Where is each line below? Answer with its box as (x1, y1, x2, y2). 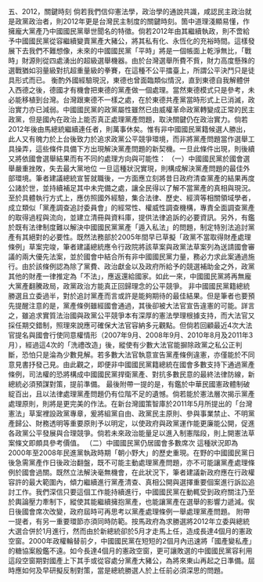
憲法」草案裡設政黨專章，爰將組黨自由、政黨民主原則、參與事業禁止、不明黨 (8, 409, 255, 418)
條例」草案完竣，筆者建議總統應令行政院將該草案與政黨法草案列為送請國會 (8, 242, 248, 251)
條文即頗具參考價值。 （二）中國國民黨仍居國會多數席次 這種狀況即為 (14, 438, 239, 447)
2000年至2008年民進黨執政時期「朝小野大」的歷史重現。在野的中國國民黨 (8, 448, 248, 457)
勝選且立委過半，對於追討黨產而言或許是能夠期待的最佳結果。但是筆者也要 (8, 291, 248, 300)
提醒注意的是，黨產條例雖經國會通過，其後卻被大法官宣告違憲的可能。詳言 (14, 301, 255, 310)
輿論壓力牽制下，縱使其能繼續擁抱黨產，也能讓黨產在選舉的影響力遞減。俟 (14, 497, 255, 506)
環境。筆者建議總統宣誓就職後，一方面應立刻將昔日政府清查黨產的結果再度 (14, 173, 255, 183)
